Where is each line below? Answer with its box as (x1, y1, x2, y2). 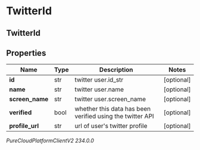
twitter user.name (74, 85, 124, 93)
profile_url (9, 122, 39, 130)
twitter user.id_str (74, 76, 124, 84)
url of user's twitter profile (74, 122, 148, 130)
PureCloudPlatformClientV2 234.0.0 (6, 137, 94, 144)
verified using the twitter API (74, 112, 154, 120)
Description (99, 65, 133, 74)
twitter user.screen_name (74, 95, 146, 104)
